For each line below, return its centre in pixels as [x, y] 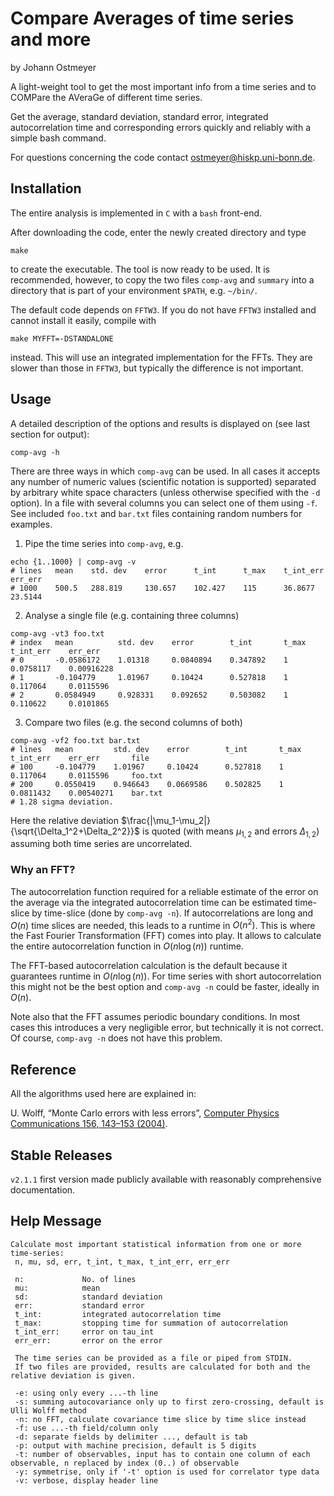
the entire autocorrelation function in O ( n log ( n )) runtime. [127, 946]
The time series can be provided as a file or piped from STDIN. [153, 1358]
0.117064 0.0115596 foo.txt [86, 775]
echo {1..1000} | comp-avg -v [73, 562]
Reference [43, 1069]
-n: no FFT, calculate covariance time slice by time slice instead [160, 1419]
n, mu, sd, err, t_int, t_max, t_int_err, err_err [122, 1262]
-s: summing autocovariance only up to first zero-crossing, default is [169, 1402]
